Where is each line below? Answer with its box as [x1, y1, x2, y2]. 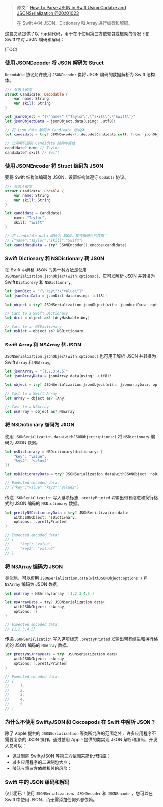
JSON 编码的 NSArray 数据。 [14, 642, 71, 648]
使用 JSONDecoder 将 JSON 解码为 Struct [5, 59, 104, 66]
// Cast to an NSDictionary [5, 324, 62, 329]
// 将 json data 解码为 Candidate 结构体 [5, 128, 85, 133]
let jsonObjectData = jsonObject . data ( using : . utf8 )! [5, 119, 116, 124]
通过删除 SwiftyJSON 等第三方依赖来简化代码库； [12, 753, 111, 759]
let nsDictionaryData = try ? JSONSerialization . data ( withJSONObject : [5, 472, 149, 477]
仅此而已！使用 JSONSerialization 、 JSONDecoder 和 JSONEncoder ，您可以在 [5, 790, 153, 796]
